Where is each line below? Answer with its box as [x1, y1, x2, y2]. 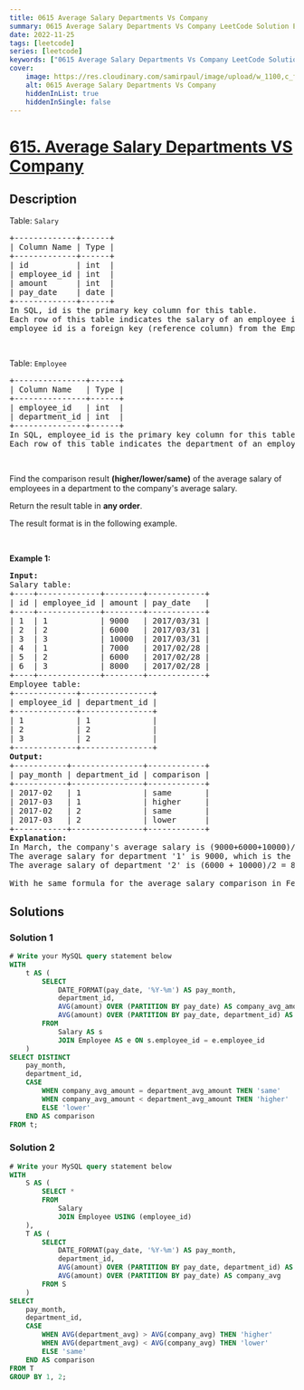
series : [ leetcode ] [9, 47, 83, 56]
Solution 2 [9, 1141, 56, 1154]
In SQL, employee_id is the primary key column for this [9, 430, 268, 440]
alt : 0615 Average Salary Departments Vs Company [25, 81, 217, 90]
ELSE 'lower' [42, 1103, 91, 1112]
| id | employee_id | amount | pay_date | [9, 598, 211, 608]
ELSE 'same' [42, 1347, 88, 1356]
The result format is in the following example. [9, 518, 178, 529]
